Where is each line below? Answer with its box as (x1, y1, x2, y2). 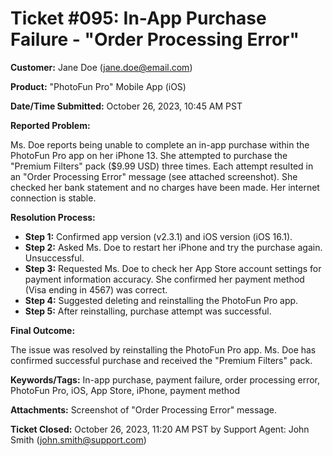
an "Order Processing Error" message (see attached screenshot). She (10, 170, 298, 182)
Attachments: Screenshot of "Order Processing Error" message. (10, 403, 277, 416)
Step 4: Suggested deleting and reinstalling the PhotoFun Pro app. (24, 294, 299, 306)
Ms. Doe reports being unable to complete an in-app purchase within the (10, 138, 310, 151)
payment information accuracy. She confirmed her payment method (24, 273, 305, 285)
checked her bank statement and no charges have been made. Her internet (10, 181, 320, 193)
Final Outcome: (10, 324, 76, 336)
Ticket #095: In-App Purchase (10, 7, 267, 30)
